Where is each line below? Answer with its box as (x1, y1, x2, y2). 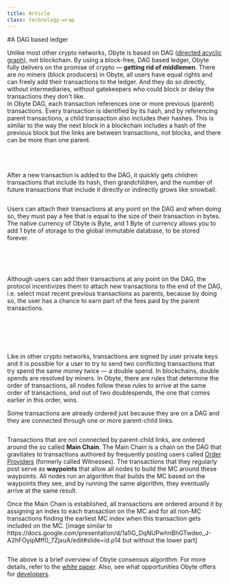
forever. (7, 233, 29, 242)
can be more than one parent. (7, 135, 91, 144)
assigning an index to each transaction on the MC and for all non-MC (7, 507, 202, 515)
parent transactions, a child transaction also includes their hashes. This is (7, 114, 214, 122)
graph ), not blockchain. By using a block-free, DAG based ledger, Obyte (7, 55, 210, 64)
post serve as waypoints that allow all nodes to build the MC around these (7, 465, 217, 473)
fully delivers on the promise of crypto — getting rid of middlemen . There (7, 63, 215, 71)
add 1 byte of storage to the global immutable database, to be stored (7, 226, 200, 235)
